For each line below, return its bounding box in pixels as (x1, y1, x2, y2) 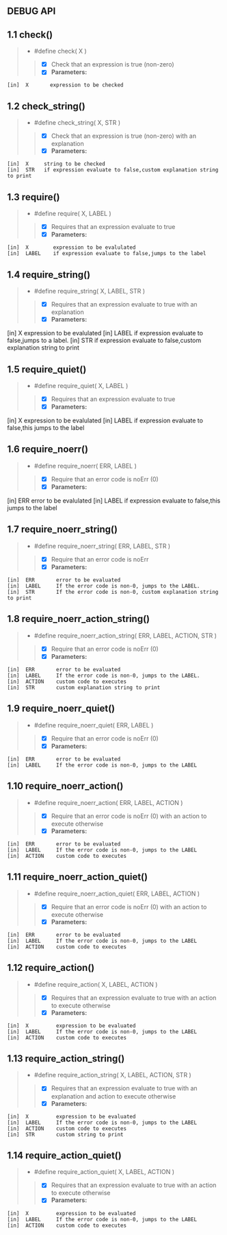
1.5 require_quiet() (7, 363, 87, 375)
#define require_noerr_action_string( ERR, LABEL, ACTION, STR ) (34, 631, 217, 640)
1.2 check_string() (7, 100, 85, 112)
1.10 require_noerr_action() (7, 780, 124, 792)
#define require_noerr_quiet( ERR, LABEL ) (34, 721, 154, 729)
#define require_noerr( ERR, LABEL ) (34, 461, 137, 470)
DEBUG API (7, 5, 56, 17)
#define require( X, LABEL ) (34, 209, 111, 218)
